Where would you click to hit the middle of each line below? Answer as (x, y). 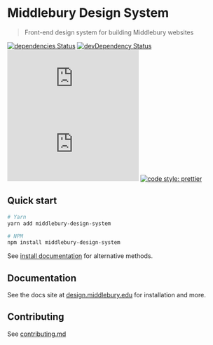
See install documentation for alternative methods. (80, 256)
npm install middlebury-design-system (64, 243)
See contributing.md (37, 334)
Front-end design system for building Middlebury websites (109, 32)
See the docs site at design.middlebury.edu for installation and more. (107, 295)
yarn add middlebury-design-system (59, 223)
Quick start (32, 201)
